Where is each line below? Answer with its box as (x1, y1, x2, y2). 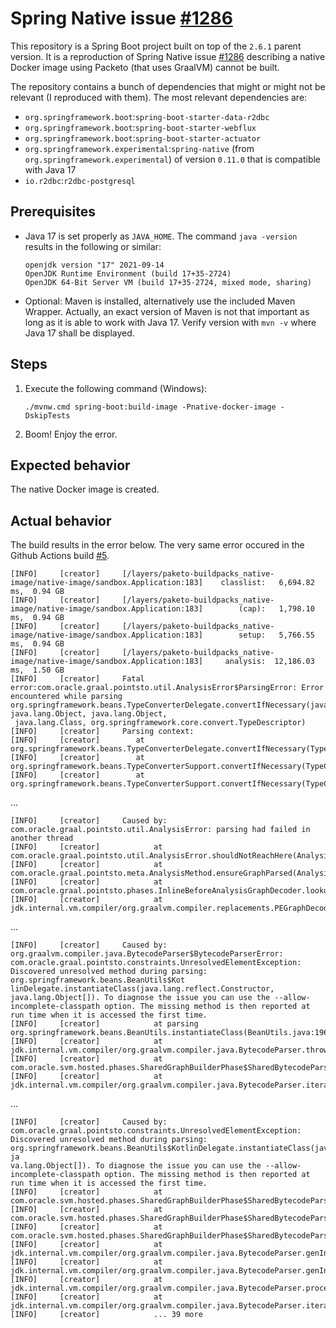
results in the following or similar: (24, 240, 162, 252)
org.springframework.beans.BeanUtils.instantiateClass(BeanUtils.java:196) (10, 1028, 333, 1038)
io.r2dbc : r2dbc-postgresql (24, 174, 136, 186)
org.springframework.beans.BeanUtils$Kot (10, 975, 186, 986)
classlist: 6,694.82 (220, 578, 315, 588)
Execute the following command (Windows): (24, 382, 208, 394)
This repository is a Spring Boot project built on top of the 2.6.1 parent (10, 40, 302, 52)
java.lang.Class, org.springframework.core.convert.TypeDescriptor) (14, 718, 307, 728)
